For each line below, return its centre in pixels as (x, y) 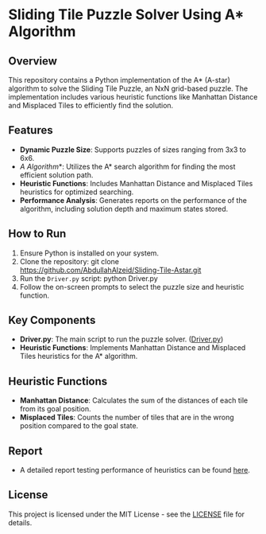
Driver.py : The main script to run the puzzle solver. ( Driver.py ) (121, 339)
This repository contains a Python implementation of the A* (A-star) (119, 80)
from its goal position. (55, 409)
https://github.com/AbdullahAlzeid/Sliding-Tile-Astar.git (110, 270)
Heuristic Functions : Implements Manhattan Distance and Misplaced (133, 348)
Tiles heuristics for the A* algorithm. (79, 357)
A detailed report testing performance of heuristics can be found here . (135, 470)
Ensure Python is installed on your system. (89, 253)
